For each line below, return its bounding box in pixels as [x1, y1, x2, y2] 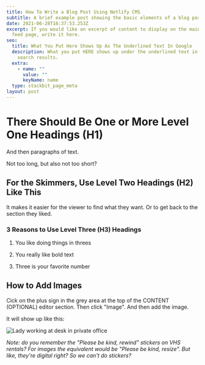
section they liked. [6, 210, 52, 217]
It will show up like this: [6, 315, 65, 322]
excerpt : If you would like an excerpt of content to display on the [6, 26, 187, 32]
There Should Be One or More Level [6, 115, 189, 129]
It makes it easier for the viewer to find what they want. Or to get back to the [6, 203, 198, 211]
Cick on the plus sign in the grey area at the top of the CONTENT [6, 297, 170, 304]
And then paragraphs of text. [6, 148, 79, 155]
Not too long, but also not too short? [6, 160, 98, 167]
